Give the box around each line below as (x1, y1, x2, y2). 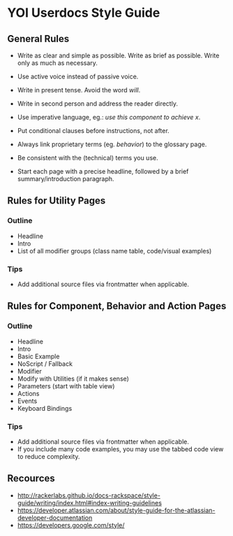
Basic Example (17, 352, 60, 360)
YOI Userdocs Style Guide (7, 5, 160, 21)
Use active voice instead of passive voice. (17, 72, 139, 80)
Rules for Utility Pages (7, 195, 106, 207)
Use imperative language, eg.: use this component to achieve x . (17, 113, 201, 121)
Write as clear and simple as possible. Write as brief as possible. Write (17, 51, 220, 59)
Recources (7, 472, 56, 484)
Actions (17, 389, 40, 397)
